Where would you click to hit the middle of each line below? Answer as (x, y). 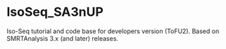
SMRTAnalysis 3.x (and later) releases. (63, 38)
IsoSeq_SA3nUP (55, 12)
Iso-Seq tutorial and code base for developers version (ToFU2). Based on (113, 31)
